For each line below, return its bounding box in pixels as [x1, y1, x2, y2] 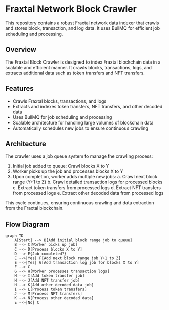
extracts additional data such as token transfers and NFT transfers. [5, 70, 145, 76]
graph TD [5, 233, 24, 239]
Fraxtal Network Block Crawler [5, 3, 137, 15]
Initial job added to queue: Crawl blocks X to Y [12, 163, 109, 169]
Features [5, 84, 34, 93]
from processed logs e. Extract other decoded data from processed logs [12, 190, 164, 196]
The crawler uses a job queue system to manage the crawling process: [5, 153, 153, 159]
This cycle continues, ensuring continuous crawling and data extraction [5, 200, 154, 206]
